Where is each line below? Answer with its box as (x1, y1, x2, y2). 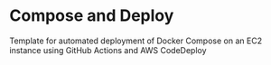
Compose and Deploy (9, 5, 174, 26)
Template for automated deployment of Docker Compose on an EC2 (9, 35, 263, 46)
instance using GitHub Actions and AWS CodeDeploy (9, 44, 207, 55)
